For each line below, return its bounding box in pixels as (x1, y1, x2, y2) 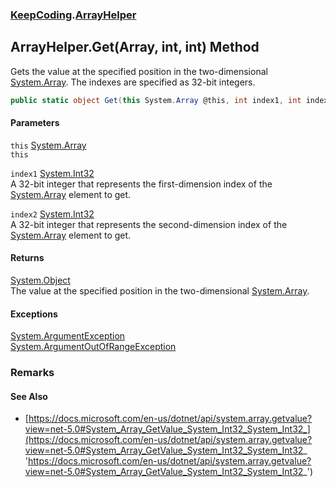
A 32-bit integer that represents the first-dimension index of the (10, 178, 273, 190)
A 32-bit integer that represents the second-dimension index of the (10, 218, 288, 230)
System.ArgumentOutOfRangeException (10, 341, 177, 353)
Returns (10, 252, 45, 264)
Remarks (10, 366, 55, 380)
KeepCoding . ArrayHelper (10, 8, 137, 22)
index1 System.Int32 (10, 167, 95, 179)
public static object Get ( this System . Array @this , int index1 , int (10, 95, 302, 105)
